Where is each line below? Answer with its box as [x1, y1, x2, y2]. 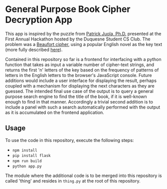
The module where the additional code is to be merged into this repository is [5, 172, 162, 178]
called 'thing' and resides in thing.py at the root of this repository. [5, 177, 141, 183]
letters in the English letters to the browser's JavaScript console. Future [5, 72, 152, 78]
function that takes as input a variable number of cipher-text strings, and [5, 61, 155, 67]
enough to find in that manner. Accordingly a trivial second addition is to [5, 98, 154, 104]
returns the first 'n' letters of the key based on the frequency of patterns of [5, 66, 159, 73]
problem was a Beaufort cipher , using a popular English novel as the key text [5, 41, 163, 47]
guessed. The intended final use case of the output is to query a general [5, 88, 154, 94]
